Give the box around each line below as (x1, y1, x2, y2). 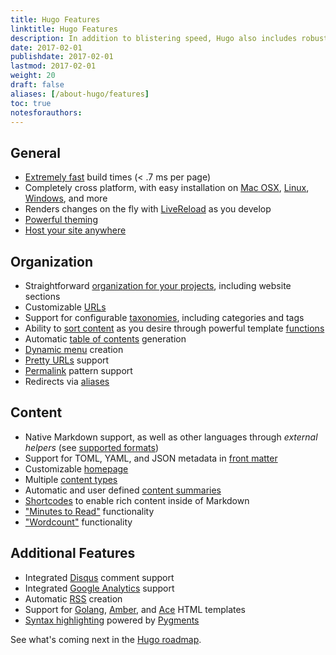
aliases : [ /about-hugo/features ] (10, 89, 150, 99)
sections (24, 291, 61, 302)
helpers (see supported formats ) (24, 441, 160, 453)
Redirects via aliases (24, 376, 110, 387)
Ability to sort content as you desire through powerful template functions (24, 322, 325, 334)
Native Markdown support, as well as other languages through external (24, 431, 318, 443)
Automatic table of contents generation (24, 333, 187, 345)
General (10, 144, 62, 161)
